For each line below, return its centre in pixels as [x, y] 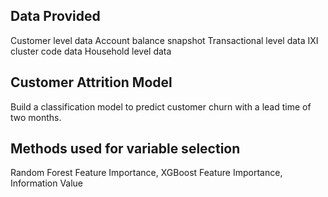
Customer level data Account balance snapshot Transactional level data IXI [164, 40]
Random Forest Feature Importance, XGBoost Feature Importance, [146, 173]
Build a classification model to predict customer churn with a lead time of [161, 106]
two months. [36, 117]
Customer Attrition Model [91, 82]
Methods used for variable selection [125, 149]
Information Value [47, 183]
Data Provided [55, 16]
